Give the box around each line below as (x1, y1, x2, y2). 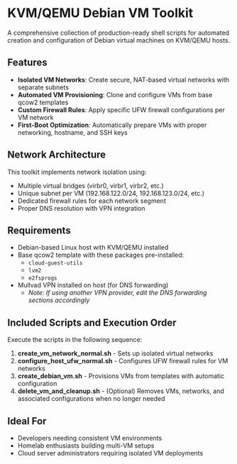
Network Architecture (7, 149, 106, 161)
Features (7, 57, 48, 69)
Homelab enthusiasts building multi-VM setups (17, 441, 155, 450)
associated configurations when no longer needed (17, 394, 165, 403)
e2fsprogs (28, 275, 58, 282)
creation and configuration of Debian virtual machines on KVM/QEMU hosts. (7, 35, 231, 44)
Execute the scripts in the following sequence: (7, 336, 143, 344)
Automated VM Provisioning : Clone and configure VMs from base (17, 90, 213, 99)
